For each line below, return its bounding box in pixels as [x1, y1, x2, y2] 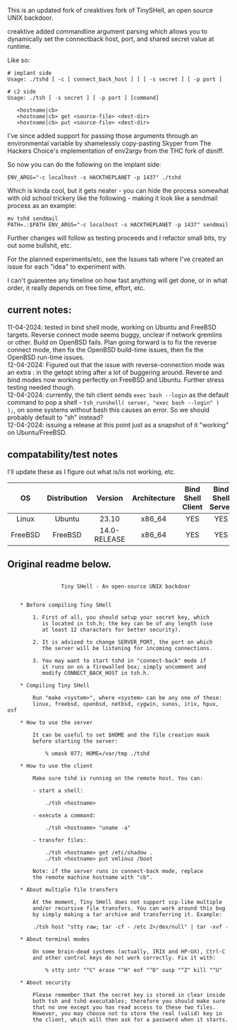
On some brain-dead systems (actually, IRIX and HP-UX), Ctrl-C [32, 948, 226, 956]
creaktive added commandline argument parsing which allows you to [7, 28, 208, 35]
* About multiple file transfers [20, 886, 119, 893]
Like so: [7, 56, 30, 64]
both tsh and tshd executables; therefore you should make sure [32, 997, 226, 1005]
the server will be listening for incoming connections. [42, 645, 213, 652]
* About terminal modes [20, 936, 90, 943]
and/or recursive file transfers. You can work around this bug [32, 905, 226, 912]
